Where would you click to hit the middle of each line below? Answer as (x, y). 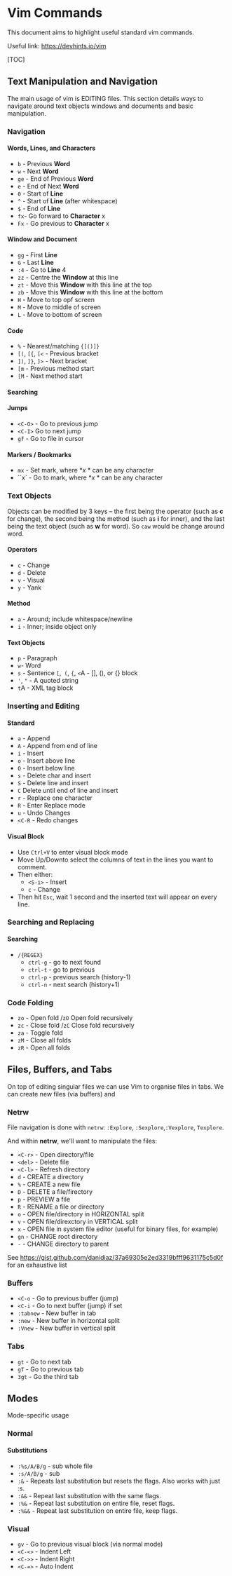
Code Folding (30, 1003)
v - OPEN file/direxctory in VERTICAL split (77, 1222)
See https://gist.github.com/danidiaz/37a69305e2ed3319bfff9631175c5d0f (115, 1258)
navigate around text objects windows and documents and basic (101, 106)
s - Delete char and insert (54, 775)
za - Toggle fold (40, 1033)
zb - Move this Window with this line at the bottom (90, 292)
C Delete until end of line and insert (68, 791)
